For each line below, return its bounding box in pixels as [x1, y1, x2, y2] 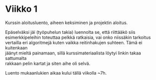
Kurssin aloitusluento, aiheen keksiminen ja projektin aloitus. [5, 20, 128, 26]
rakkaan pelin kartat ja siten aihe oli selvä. [5, 60, 91, 66]
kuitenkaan [5, 45, 28, 51]
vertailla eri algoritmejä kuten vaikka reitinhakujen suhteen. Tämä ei [5, 39, 143, 45]
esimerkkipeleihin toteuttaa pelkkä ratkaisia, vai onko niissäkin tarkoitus [5, 34, 151, 40]
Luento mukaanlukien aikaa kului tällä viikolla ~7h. [5, 70, 107, 76]
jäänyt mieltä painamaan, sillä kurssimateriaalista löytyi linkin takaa [5, 50, 141, 56]
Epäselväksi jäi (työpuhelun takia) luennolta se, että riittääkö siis [5, 29, 136, 35]
